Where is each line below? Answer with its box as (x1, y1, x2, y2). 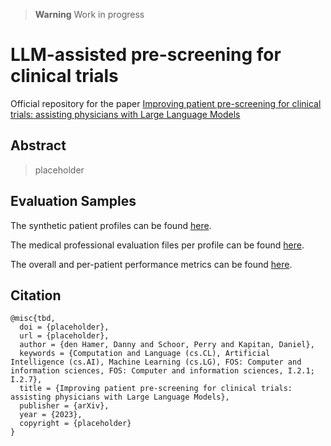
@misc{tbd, (10, 314, 56, 324)
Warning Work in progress (34, 9, 145, 20)
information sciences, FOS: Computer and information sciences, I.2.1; (10, 366, 315, 376)
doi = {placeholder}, (19, 322, 110, 333)
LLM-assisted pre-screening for (10, 44, 282, 66)
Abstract (10, 137, 67, 154)
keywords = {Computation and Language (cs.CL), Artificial (19, 349, 271, 359)
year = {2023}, (19, 410, 83, 420)
